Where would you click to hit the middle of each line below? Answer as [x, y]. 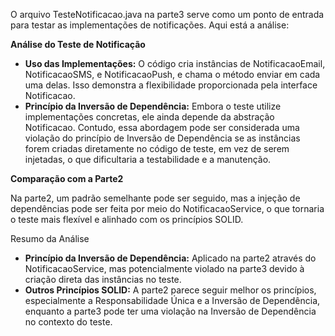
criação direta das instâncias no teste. [103, 279]
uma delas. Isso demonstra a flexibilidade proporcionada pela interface [171, 85]
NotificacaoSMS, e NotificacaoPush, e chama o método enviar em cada [172, 74]
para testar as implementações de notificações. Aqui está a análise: [150, 25]
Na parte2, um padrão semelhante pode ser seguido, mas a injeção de [155, 198]
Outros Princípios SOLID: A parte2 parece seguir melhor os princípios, [170, 290]
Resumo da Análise [50, 238]
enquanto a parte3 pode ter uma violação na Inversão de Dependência [170, 311]
